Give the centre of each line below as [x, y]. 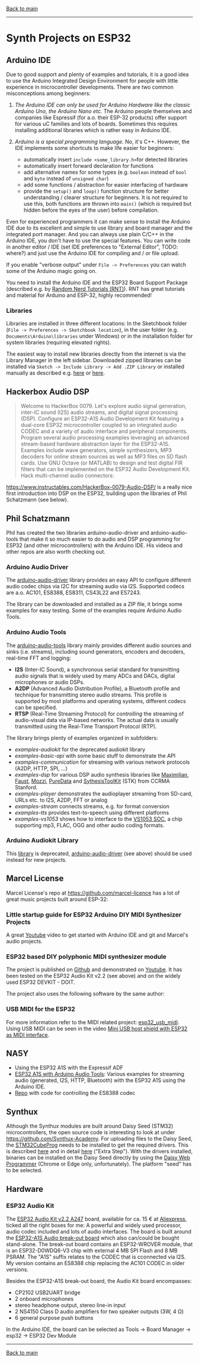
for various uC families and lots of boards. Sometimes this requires [96, 124]
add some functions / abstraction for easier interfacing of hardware [106, 185]
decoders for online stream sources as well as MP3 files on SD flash [104, 457]
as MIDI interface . [28, 1035]
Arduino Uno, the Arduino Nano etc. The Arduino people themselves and [103, 111]
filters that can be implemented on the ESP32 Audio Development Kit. [105, 469]
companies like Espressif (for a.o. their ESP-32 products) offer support [101, 117]
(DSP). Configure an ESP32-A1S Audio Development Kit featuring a [102, 419]
